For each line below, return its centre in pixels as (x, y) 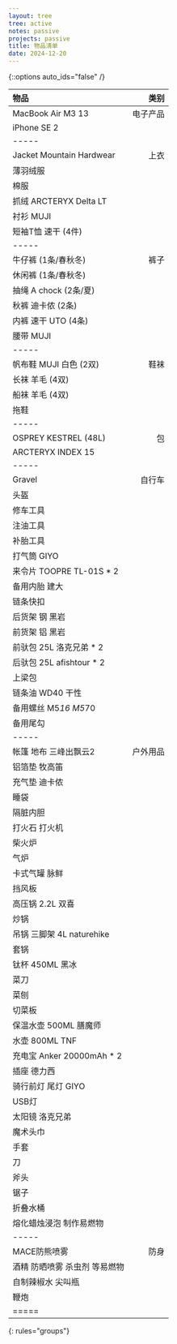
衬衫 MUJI (32, 216)
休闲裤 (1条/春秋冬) (49, 275)
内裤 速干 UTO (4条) (51, 321)
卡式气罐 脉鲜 (38, 873)
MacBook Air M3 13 (51, 113)
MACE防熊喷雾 (40, 1252)
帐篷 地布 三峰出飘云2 (54, 751)
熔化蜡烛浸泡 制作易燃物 (58, 1223)
